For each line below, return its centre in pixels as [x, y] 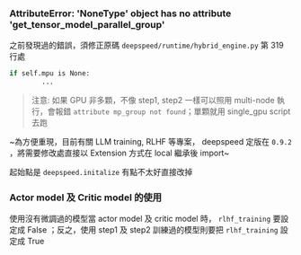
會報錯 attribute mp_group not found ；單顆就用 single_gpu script [169, 111]
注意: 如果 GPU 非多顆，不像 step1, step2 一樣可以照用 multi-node [153, 101]
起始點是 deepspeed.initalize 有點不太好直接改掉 [101, 172]
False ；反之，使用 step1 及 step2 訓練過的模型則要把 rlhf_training [152, 230]
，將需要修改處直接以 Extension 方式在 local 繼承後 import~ [120, 153]
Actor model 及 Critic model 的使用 [86, 198]
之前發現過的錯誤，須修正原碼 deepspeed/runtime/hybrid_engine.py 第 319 [147, 45]
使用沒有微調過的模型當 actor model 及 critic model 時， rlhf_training [140, 219]
